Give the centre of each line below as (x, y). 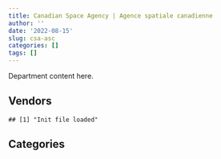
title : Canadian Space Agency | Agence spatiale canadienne (111, 16)
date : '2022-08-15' (41, 31)
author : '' (26, 23)
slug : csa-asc (32, 38)
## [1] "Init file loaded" (53, 120)
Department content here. (51, 76)
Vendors (30, 101)
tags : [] (23, 53)
